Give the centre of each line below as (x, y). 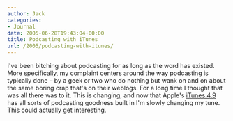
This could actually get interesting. (57, 110)
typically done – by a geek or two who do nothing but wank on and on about (116, 80)
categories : (24, 20)
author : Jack (26, 14)
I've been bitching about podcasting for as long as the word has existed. (111, 66)
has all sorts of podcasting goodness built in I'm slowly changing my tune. (114, 103)
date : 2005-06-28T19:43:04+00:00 (56, 33)
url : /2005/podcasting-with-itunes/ (60, 46)
